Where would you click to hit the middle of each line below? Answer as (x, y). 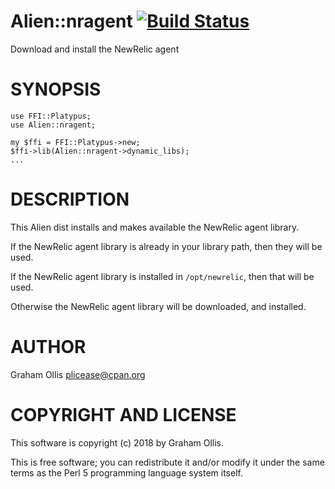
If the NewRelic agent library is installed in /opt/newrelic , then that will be (162, 276)
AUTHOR (48, 347)
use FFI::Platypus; (51, 116)
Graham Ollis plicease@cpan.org (78, 374)
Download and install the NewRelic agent (95, 49)
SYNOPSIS (56, 89)
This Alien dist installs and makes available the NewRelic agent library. (155, 227)
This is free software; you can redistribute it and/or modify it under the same (167, 462)
